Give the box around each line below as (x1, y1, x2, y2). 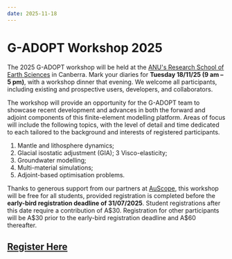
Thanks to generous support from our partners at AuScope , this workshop (7, 184, 220, 193)
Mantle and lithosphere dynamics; (17, 141, 114, 150)
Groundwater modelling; (17, 156, 87, 164)
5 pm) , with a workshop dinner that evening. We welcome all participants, (7, 78, 217, 86)
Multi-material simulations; (17, 163, 93, 172)
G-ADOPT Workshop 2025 (7, 39, 163, 55)
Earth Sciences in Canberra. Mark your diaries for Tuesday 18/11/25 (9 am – (7, 70, 224, 78)
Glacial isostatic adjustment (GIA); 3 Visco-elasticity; (17, 148, 168, 157)
